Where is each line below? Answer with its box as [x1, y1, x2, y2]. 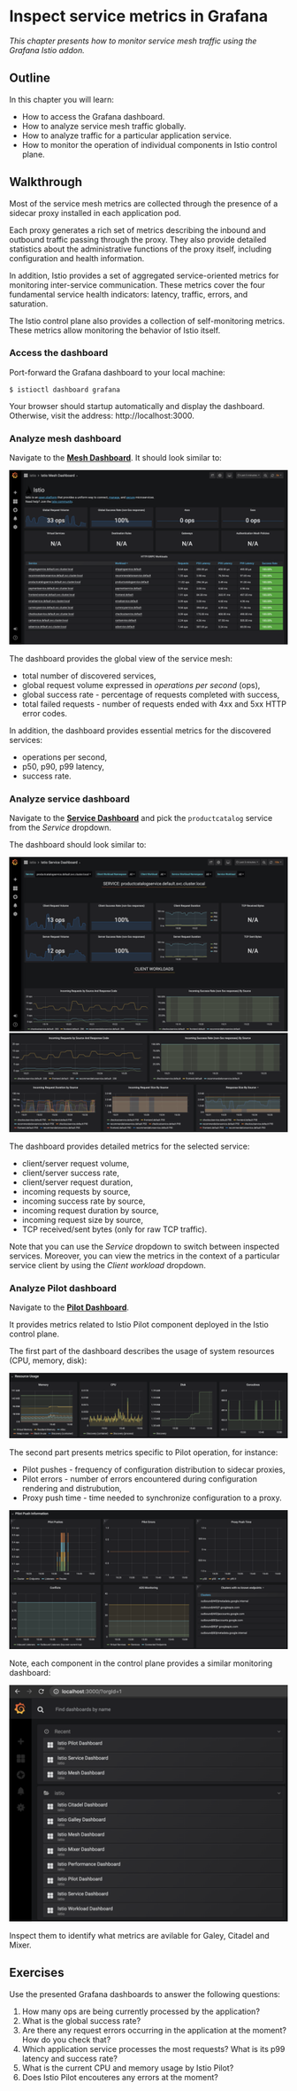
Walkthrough [9, 174, 82, 190]
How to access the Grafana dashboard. [21, 111, 165, 121]
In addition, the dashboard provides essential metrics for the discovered [9, 725, 271, 736]
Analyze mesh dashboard [9, 432, 122, 445]
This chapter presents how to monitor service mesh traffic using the [9, 35, 257, 46]
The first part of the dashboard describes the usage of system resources [9, 1345, 275, 1356]
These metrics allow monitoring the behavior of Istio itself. [9, 325, 221, 336]
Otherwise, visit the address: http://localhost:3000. [9, 410, 194, 421]
